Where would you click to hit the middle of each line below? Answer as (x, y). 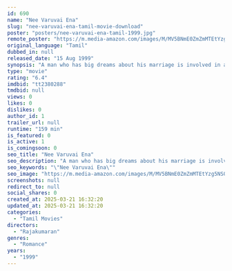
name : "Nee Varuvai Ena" (43, 20)
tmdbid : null (26, 90)
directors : (23, 225)
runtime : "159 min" (35, 129)
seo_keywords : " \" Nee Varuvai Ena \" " (61, 167)
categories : (24, 212)
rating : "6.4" (28, 78)
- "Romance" (31, 244)
